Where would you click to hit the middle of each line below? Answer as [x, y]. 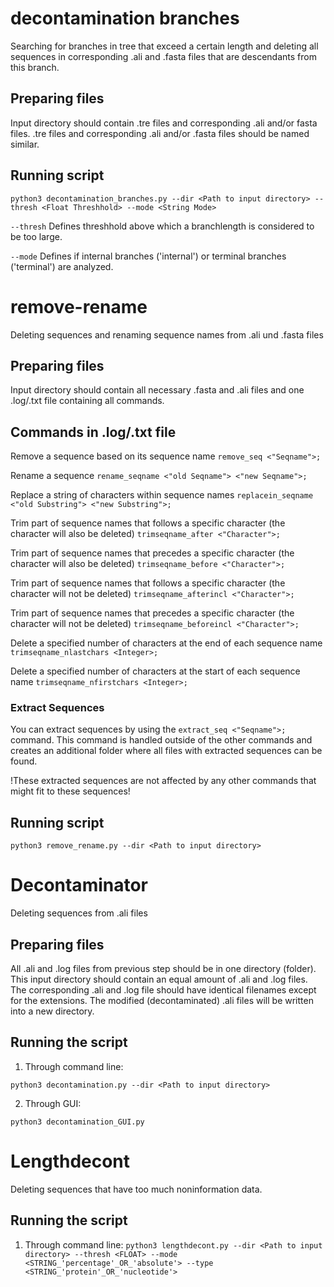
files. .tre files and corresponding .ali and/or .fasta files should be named [160, 133]
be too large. [36, 236]
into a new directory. [52, 1011]
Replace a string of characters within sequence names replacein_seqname [162, 495]
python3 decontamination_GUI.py [77, 1122]
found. [24, 761]
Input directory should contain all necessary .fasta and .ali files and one [157, 390]
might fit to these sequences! [70, 791]
